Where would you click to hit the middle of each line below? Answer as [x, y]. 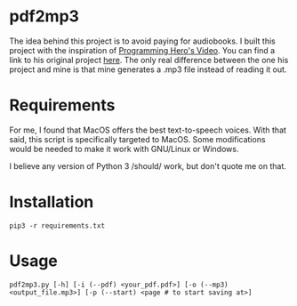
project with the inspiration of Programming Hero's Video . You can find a [142, 50]
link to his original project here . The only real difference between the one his [149, 60]
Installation [52, 202]
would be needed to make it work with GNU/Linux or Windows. [124, 149]
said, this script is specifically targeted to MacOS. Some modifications [137, 139]
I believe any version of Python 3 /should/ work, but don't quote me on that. [148, 165]
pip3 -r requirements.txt [57, 225]
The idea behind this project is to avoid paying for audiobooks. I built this [142, 41]
